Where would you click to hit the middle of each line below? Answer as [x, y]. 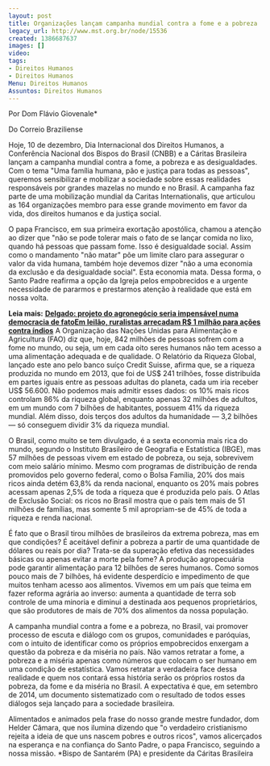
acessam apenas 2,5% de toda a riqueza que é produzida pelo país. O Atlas [134, 492]
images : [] [27, 46]
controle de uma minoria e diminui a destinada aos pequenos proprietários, [133, 602]
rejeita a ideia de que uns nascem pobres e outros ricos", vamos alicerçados [135, 736]
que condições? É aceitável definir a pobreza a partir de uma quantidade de [134, 542]
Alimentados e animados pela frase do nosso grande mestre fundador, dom [134, 719]
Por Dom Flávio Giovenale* [53, 114]
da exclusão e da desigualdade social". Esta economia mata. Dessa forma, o [135, 272]
